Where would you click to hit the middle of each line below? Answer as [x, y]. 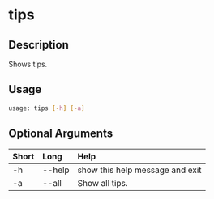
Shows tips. [28, 64]
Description [39, 45]
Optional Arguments [61, 134]
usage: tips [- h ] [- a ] [47, 108]
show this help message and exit [139, 170]
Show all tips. [103, 183]
